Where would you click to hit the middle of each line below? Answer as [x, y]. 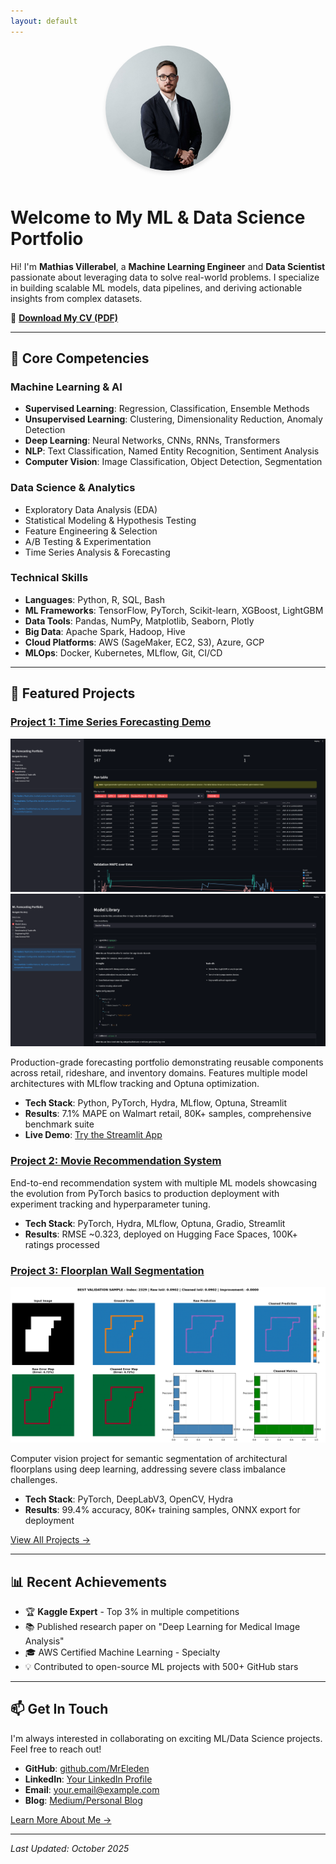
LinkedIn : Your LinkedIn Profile [88, 1779]
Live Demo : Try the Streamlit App [93, 1135]
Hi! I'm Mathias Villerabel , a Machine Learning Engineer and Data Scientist [168, 266]
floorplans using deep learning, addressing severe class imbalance [148, 1469]
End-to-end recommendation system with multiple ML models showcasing [164, 1182]
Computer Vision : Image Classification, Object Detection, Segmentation [173, 462]
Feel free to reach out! [56, 1749]
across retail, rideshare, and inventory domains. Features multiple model [159, 1073]
